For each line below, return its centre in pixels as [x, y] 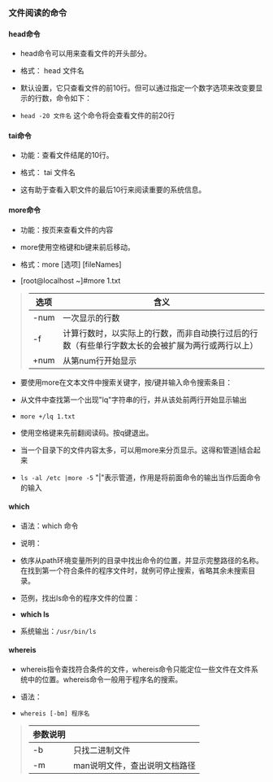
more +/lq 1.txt [48, 417]
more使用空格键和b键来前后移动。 [78, 247]
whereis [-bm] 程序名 [55, 714]
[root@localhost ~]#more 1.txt [70, 280]
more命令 [25, 210]
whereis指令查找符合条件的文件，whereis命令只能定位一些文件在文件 [136, 669]
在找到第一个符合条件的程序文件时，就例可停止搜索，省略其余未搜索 [134, 570]
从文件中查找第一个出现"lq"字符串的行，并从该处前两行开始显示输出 [133, 400]
